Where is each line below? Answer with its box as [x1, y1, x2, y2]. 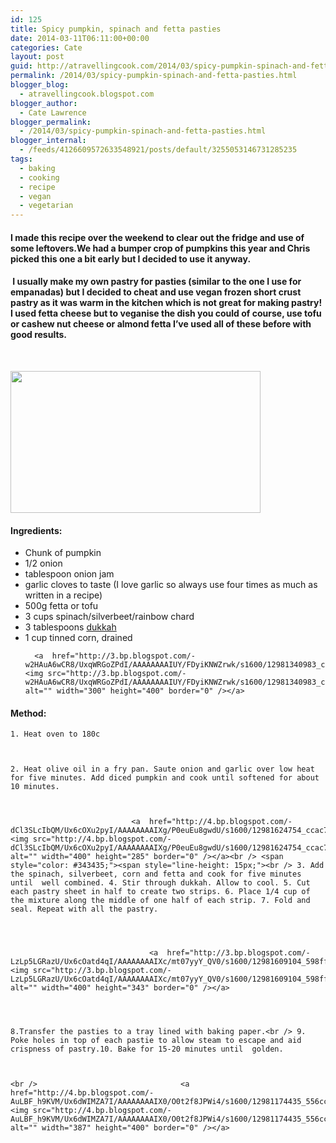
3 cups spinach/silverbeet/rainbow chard [24, 611, 195, 623]
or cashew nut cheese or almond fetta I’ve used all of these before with [10, 318, 312, 330]
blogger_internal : [10, 136, 87, 146]
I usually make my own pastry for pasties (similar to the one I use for [12, 276, 302, 288]
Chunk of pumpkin [24, 547, 102, 559]
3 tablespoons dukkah [24, 621, 117, 633]
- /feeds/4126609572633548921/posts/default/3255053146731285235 [19, 145, 298, 155]
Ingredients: [10, 524, 63, 536]
